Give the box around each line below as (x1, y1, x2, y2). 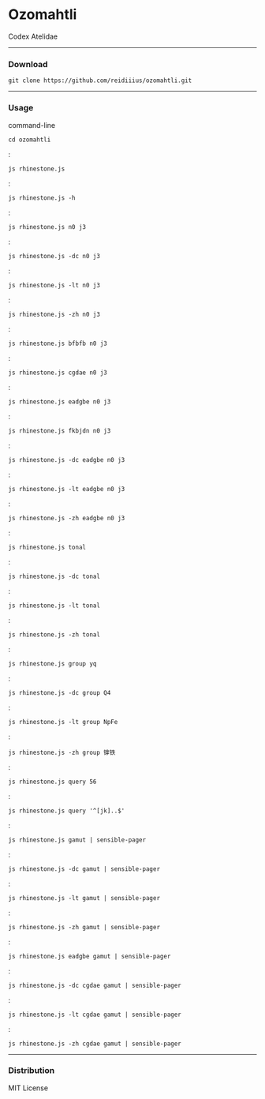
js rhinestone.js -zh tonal (8, 630, 101, 639)
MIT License (8, 1083, 49, 1093)
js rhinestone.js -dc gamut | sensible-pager (8, 865, 160, 873)
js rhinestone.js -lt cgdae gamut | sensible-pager (8, 1011, 181, 1018)
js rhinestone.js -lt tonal (8, 602, 101, 610)
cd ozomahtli (8, 136, 51, 144)
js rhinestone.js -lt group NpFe (8, 718, 118, 726)
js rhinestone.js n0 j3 (8, 223, 87, 231)
